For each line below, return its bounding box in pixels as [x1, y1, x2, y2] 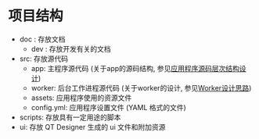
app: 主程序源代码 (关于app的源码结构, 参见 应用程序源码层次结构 [31, 63, 240, 73]
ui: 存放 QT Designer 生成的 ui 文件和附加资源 [19, 122, 166, 131]
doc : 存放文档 [19, 34, 66, 44]
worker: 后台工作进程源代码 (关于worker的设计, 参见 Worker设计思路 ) [31, 83, 252, 92]
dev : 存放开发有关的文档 [31, 44, 111, 53]
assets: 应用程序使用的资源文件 [31, 93, 132, 102]
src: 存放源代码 [19, 54, 69, 63]
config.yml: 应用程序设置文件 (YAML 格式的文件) [31, 102, 186, 112]
